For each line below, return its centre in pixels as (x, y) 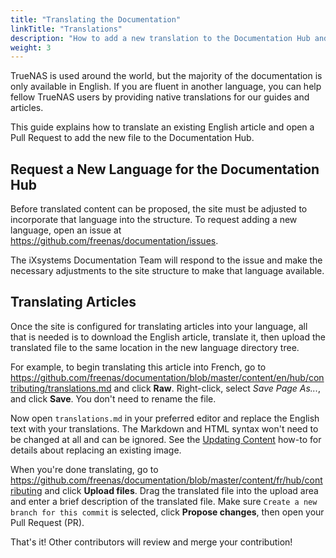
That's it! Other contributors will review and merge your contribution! (151, 542)
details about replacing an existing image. (96, 450)
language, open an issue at (66, 230)
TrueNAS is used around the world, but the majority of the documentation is (166, 76)
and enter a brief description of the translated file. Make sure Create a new (164, 501)
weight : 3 (31, 47)
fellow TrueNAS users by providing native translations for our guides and (160, 97)
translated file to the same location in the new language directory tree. (155, 347)
